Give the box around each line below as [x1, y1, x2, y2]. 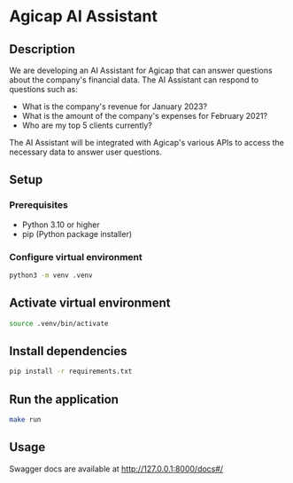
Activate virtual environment [9, 296, 171, 311]
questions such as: [9, 84, 78, 94]
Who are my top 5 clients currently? [21, 120, 152, 131]
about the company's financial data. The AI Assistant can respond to [9, 75, 259, 85]
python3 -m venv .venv [9, 271, 93, 280]
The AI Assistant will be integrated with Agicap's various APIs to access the [9, 138, 285, 147]
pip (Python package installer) [21, 228, 133, 239]
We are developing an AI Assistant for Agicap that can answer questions [9, 65, 273, 75]
